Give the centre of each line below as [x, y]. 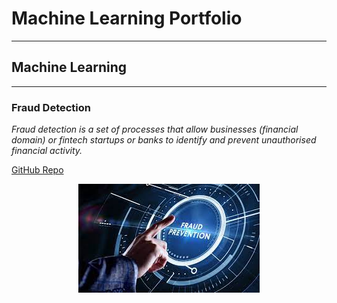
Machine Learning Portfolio [127, 18]
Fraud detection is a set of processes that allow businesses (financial [155, 129]
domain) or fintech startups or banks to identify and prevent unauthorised [164, 140]
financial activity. [47, 151]
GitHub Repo [37, 170]
